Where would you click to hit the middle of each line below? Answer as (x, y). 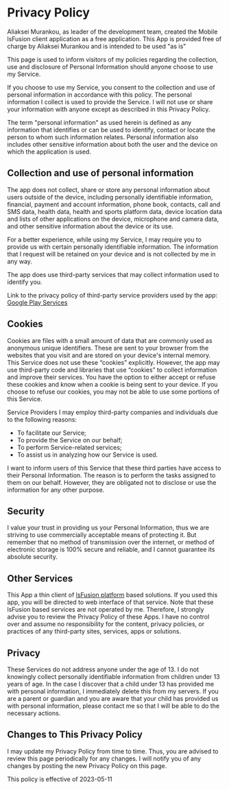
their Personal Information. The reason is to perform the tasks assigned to (111, 475)
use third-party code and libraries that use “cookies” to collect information (112, 370)
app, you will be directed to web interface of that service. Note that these (110, 602)
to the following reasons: (42, 419)
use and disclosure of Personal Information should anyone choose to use (110, 67)
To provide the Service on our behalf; (70, 440)
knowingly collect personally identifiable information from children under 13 (114, 677)
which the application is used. (49, 152)
